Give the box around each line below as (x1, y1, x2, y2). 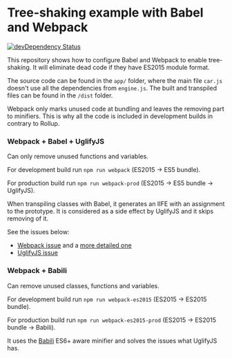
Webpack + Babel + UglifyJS (7, 136, 105, 146)
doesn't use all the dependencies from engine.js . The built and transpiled (7, 84, 217, 92)
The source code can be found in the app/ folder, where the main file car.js (7, 76, 223, 84)
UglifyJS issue (17, 249, 59, 257)
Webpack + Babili (7, 266, 68, 276)
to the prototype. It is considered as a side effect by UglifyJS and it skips (7, 207, 214, 216)
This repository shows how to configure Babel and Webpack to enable (7, 55, 207, 64)
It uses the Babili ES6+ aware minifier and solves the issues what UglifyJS (7, 337, 217, 345)
